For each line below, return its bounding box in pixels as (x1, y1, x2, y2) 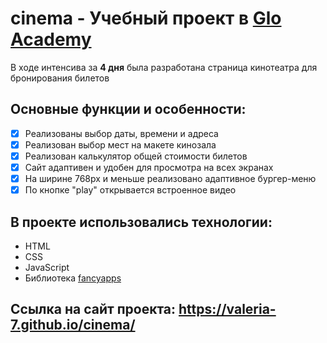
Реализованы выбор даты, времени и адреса (24, 127, 219, 139)
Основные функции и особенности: (10, 101, 247, 118)
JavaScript (24, 261, 70, 273)
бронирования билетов (10, 72, 110, 84)
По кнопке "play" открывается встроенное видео (24, 184, 237, 196)
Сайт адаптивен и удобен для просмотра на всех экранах (24, 161, 274, 173)
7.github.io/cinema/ (10, 317, 136, 334)
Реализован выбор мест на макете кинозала (24, 138, 217, 151)
